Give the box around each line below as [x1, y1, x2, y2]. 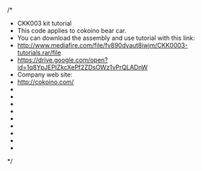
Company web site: [17, 70, 73, 79]
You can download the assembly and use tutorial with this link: [17, 34, 195, 42]
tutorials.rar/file [17, 48, 62, 57]
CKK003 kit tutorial [17, 19, 72, 27]
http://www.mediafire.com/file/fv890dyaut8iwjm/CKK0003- [17, 41, 188, 49]
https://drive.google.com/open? [17, 56, 109, 64]
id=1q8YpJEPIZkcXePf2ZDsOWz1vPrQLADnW [17, 63, 148, 71]
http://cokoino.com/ [17, 78, 74, 85]
